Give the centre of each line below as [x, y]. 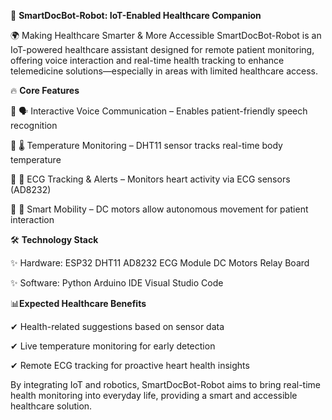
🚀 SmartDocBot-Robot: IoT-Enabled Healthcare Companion [136, 15]
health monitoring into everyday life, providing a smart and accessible [154, 395]
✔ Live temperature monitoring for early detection [113, 346]
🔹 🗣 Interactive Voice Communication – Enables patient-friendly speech [159, 111]
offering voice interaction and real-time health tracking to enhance [147, 60]
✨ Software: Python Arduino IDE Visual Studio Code [117, 283]
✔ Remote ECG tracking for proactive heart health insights [130, 365]
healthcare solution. [51, 406]
